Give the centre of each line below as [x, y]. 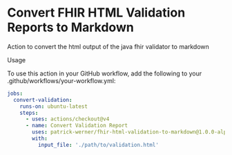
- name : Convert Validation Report [77, 126]
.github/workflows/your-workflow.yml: [61, 80]
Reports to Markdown [71, 27]
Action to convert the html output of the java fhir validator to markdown [108, 46]
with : [40, 139]
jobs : [15, 93]
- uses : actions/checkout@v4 [67, 119]
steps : [29, 113]
